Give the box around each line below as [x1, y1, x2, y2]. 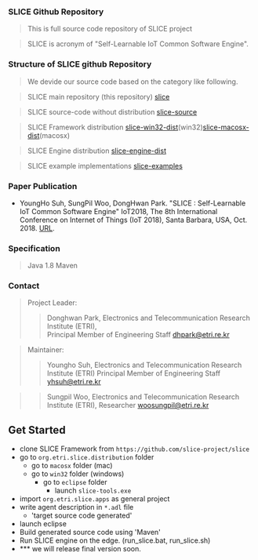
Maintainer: [27, 345, 64, 355]
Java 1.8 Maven [27, 261, 78, 271]
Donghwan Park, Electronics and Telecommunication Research [46, 313, 251, 323]
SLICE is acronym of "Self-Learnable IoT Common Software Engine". [27, 39, 249, 49]
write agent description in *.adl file [19, 503, 134, 512]
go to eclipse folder [42, 478, 107, 487]
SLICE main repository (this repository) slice [27, 92, 170, 101]
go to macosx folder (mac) [31, 461, 113, 471]
